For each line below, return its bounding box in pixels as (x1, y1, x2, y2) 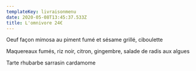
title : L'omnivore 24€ (6, 20, 63, 26)
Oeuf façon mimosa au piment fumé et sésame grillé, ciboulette (6, 36, 163, 44)
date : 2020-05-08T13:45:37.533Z (6, 14, 87, 20)
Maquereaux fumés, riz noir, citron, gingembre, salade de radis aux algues (6, 48, 190, 55)
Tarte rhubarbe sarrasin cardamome (6, 59, 96, 66)
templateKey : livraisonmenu (6, 8, 77, 15)
